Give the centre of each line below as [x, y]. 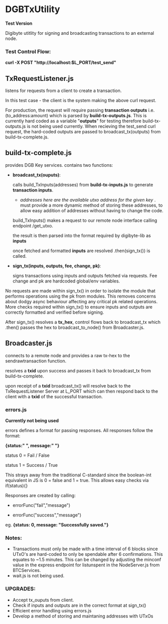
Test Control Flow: [28, 52]
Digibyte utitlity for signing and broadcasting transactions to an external [80, 33]
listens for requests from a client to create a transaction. [64, 91]
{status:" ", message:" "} [32, 445]
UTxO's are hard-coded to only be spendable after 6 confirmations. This [88, 554]
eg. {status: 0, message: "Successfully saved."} [57, 524]
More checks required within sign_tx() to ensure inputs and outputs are [79, 307]
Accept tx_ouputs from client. [43, 600]
